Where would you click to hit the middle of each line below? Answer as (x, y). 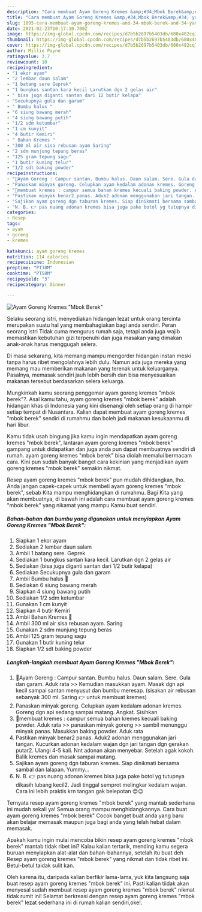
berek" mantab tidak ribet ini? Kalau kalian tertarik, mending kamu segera (97, 846)
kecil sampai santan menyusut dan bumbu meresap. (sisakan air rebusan (105, 690)
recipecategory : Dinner (37, 285)
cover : (15, 46)
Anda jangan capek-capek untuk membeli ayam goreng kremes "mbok (94, 486)
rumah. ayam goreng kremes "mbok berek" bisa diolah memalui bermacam (100, 455)
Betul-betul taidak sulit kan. (40, 865)
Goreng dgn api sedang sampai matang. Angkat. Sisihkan (86, 712)
